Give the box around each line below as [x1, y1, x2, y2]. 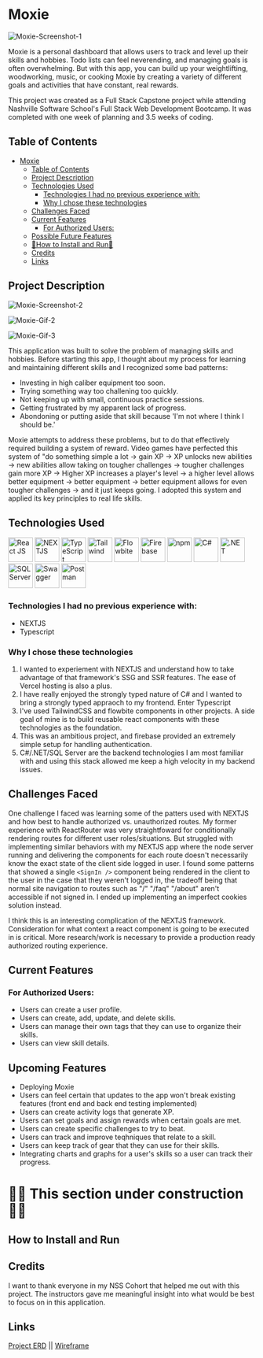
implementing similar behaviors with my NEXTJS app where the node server [8, 842, 254, 851]
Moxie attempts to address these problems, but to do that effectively [8, 435, 230, 444]
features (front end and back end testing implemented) [19, 1099, 198, 1108]
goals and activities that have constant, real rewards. [8, 80, 179, 90]
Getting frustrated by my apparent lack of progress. [19, 403, 187, 413]
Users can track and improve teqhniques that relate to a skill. [19, 1132, 217, 1142]
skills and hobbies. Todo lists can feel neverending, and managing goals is [8, 55, 249, 65]
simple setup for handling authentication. [19, 739, 152, 749]
